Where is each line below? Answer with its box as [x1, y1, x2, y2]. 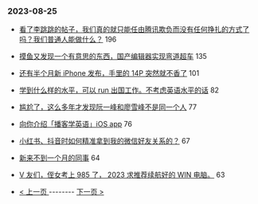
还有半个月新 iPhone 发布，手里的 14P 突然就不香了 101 [18, 69, 200, 78]
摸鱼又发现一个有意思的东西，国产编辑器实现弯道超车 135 [18, 52, 208, 61]
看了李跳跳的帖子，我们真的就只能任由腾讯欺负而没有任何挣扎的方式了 [18, 25, 250, 34]
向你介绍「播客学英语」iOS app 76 [18, 120, 133, 129]
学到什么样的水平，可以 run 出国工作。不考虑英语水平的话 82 [18, 85, 220, 95]
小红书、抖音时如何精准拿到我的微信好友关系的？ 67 [18, 136, 190, 146]
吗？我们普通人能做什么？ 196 [18, 34, 117, 45]
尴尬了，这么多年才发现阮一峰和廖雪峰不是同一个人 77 [18, 102, 197, 112]
